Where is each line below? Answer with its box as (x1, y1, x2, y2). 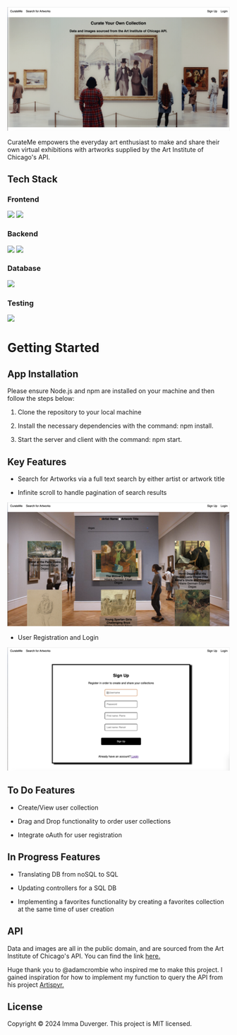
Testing (7, 298, 34, 308)
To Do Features (7, 785, 75, 797)
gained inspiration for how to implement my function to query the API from (7, 973, 224, 981)
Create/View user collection (17, 803, 99, 812)
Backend (7, 229, 39, 239)
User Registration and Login (17, 633, 99, 641)
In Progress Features (7, 851, 101, 863)
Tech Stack (7, 173, 58, 185)
